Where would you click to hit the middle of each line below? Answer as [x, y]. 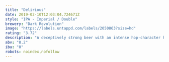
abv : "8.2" [17, 42]
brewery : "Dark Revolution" [35, 24]
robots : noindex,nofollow [32, 51]
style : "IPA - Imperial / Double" [41, 19]
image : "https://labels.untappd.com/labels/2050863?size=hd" [71, 28]
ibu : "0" [14, 47]
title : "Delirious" [26, 10]
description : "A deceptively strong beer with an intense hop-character [83, 38]
